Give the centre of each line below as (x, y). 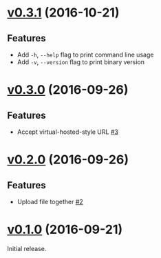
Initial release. (27, 248)
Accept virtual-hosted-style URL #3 (68, 132)
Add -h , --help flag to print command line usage (85, 54)
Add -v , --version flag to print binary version (80, 62)
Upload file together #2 (50, 202)
